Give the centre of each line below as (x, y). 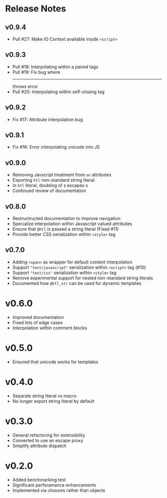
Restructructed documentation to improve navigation (66, 219)
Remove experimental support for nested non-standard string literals (83, 278)
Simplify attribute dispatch (39, 446)
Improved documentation (38, 317)
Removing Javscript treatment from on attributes (62, 175)
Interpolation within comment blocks (50, 328)
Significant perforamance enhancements (54, 485)
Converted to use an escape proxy (48, 440)
